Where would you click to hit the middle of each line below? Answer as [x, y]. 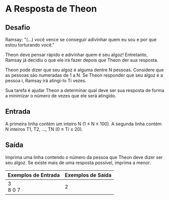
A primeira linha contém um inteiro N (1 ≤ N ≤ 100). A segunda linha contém [83, 124]
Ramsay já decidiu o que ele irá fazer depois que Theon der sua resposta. [82, 60]
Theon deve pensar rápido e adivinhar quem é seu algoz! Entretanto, [76, 55]
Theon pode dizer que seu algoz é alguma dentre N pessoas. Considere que [84, 70]
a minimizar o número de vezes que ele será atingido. [61, 96]
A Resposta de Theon [51, 9]
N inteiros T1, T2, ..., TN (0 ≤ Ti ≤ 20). [44, 129]
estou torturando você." [30, 45]
